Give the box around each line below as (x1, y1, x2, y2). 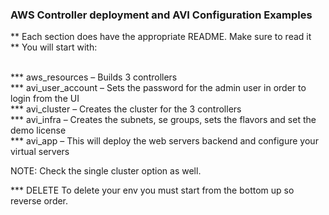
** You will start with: (10, 41, 98, 53)
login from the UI (10, 93, 80, 105)
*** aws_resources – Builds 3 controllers (10, 71, 178, 83)
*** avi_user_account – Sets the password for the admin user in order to (10, 82, 307, 94)
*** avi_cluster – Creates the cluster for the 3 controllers (10, 103, 242, 115)
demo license (10, 124, 67, 137)
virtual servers (10, 146, 70, 158)
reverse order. (10, 195, 69, 207)
